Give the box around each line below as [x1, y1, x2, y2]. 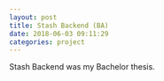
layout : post [9, 12, 58, 22]
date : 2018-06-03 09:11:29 [9, 29, 109, 38]
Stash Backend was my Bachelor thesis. [9, 62, 155, 72]
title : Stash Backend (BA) [9, 21, 109, 30]
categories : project [9, 37, 86, 47]
